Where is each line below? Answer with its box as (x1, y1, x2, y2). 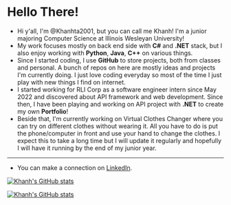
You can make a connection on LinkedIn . (16, 163, 133, 172)
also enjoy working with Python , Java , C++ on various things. (16, 49, 193, 57)
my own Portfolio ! (16, 107, 69, 116)
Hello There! (7, 4, 79, 20)
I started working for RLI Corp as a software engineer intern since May (16, 85, 217, 94)
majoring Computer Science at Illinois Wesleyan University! (16, 34, 184, 42)
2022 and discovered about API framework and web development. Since (16, 92, 223, 100)
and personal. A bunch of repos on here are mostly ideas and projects (16, 63, 216, 72)
